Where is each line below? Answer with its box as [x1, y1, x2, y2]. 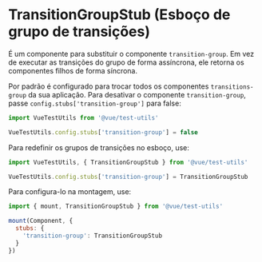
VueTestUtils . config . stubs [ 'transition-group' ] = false [8, 128, 198, 137]
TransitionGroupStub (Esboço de [8, 6, 231, 24]
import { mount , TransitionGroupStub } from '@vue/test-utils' [8, 202, 224, 211]
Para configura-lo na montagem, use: [8, 187, 132, 196]
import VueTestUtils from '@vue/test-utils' [8, 113, 159, 121]
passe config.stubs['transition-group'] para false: [8, 98, 181, 108]
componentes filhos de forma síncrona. [8, 65, 138, 75]
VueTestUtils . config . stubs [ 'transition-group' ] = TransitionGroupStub [8, 173, 248, 181]
